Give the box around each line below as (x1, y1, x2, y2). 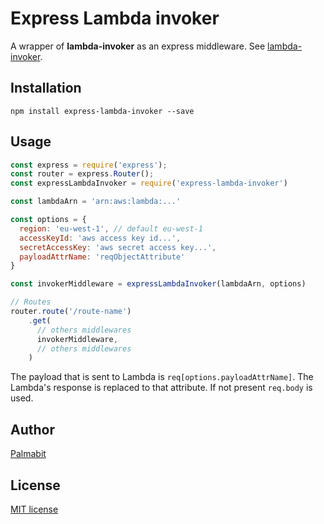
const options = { (10, 215, 87, 225)
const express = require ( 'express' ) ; (10, 160, 168, 170)
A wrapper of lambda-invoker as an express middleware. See (10, 40, 266, 52)
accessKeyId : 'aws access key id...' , (19, 233, 182, 243)
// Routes (10, 297, 52, 307)
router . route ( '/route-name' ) (10, 307, 132, 317)
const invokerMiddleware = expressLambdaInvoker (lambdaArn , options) (10, 279, 307, 289)
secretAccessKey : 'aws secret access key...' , (19, 242, 217, 252)
